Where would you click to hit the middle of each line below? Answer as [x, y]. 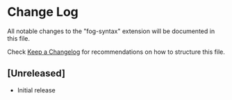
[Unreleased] [36, 73]
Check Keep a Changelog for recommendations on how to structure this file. [116, 52]
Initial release [36, 90]
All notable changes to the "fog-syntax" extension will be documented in [111, 31]
